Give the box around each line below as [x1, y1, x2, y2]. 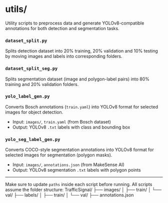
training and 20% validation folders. [5, 81, 79, 87]
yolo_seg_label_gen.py [5, 136, 60, 142]
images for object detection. [5, 109, 63, 115]
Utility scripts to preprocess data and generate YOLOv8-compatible [5, 20, 144, 26]
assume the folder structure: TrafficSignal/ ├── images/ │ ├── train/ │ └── [5, 186, 161, 193]
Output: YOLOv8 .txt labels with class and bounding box [12, 124, 130, 130]
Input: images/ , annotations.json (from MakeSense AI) [12, 161, 125, 168]
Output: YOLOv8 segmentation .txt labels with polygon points [12, 167, 141, 173]
